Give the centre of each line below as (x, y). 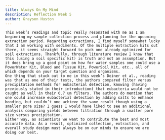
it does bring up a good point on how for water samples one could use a (83, 63)
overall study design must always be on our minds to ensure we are (77, 128)
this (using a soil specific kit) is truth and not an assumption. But (80, 59)
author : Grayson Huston (30, 19)
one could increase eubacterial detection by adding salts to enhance (79, 98)
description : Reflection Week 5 (38, 14)
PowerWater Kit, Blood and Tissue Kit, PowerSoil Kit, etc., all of (77, 68)
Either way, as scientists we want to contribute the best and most (77, 120)
